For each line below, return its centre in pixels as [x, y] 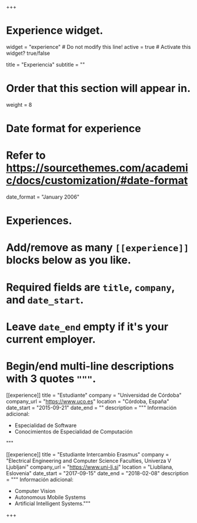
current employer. [51, 339]
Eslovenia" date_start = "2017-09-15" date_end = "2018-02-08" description [98, 473]
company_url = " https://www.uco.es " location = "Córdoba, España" [88, 401]
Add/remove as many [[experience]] [98, 248]
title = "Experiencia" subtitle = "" [46, 64]
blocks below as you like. [69, 260]
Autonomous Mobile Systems [50, 497]
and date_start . [45, 300]
